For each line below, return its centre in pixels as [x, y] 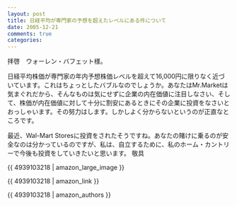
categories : [25, 40]
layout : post [27, 14]
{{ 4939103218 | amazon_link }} [53, 181]
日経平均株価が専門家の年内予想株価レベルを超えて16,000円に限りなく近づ [116, 76]
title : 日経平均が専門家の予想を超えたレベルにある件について [87, 21]
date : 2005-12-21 [33, 27]
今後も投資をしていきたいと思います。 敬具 [82, 154]
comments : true [30, 34]
